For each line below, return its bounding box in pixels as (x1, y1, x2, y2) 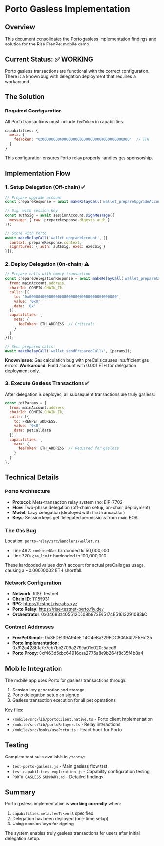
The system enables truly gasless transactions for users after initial (5, 830, 140, 836)
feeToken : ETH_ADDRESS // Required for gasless (18, 446, 119, 451)
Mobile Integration (5, 664, 62, 673)
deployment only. (5, 368, 40, 374)
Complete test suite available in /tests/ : (5, 754, 86, 760)
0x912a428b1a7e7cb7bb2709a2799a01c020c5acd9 (12, 645, 117, 651)
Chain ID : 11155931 (12, 596, 50, 602)
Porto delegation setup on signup (12, 692, 80, 698)
